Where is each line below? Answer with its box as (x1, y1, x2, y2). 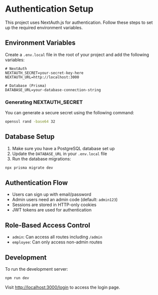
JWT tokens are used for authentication (12, 207, 92, 213)
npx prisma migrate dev (5, 165, 53, 170)
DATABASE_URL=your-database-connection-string (5, 87, 101, 92)
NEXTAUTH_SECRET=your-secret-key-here (5, 70, 84, 75)
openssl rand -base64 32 (5, 119, 55, 124)
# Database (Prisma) (5, 83, 47, 88)
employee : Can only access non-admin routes (12, 239, 103, 245)
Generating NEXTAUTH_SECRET (5, 99, 83, 105)
